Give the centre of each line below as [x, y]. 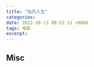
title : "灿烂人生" [27, 12]
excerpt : [17, 34]
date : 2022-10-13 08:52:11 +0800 [47, 23]
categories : [21, 17]
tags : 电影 [19, 28]
